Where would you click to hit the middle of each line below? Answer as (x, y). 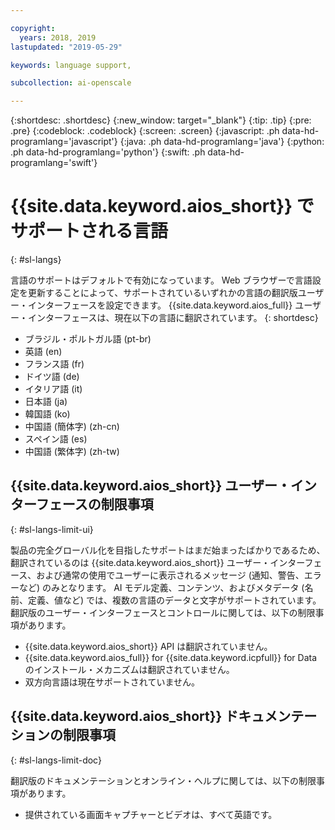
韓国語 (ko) (47, 414)
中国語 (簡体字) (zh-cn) (72, 427)
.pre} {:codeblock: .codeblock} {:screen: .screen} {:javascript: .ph (145, 131)
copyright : (33, 28)
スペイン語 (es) (56, 439)
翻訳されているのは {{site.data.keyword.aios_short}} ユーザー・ (140, 562)
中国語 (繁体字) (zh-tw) (72, 452)
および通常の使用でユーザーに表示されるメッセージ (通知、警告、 (170, 575)
